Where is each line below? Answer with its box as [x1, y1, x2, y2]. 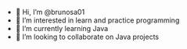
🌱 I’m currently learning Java [15, 24, 109, 33]
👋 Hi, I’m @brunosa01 [15, 8, 85, 16]
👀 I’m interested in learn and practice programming [15, 16, 180, 25]
